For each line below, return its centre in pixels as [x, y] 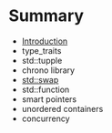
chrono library [48, 70]
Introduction [45, 41]
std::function [46, 89]
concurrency [46, 118]
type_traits [41, 50]
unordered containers [62, 108]
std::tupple [42, 60]
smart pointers [49, 99]
